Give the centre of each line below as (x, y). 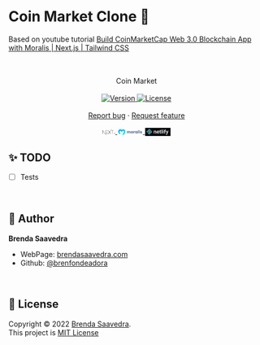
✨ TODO (30, 157)
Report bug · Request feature (136, 115)
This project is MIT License (54, 332)
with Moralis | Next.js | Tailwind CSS (69, 47)
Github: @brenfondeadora (64, 263)
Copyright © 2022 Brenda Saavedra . (70, 324)
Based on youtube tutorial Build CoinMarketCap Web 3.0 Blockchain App (130, 39)
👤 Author (31, 219)
